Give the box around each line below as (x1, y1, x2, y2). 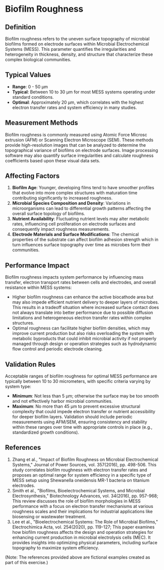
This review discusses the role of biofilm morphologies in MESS (12, 498, 141, 504)
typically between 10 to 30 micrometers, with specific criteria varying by (5, 378, 151, 384)
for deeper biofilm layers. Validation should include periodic (12, 414, 133, 420)
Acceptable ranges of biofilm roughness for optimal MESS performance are (5, 373, 158, 379)
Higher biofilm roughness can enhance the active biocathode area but (12, 294, 154, 300)
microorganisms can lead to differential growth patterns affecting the (12, 205, 151, 211)
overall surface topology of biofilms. (12, 211, 86, 217)
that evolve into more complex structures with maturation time (12, 190, 138, 196)
